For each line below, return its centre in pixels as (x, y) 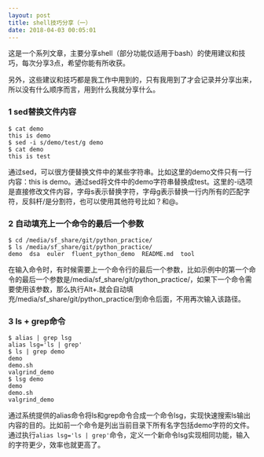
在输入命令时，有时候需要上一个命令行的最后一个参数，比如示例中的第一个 (128, 269)
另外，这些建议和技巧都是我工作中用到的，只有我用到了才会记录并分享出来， (132, 80)
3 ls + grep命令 (37, 321)
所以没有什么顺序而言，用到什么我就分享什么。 (84, 90)
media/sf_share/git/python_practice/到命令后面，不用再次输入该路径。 (132, 298)
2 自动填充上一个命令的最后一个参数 (76, 223)
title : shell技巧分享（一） (50, 23)
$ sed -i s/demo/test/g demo (56, 142)
